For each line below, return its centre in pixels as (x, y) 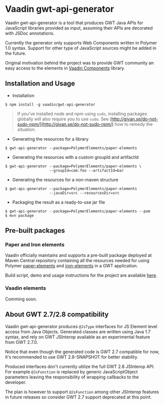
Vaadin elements (26, 288)
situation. (26, 129)
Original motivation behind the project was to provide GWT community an (79, 63)
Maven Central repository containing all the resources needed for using (77, 260)
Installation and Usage (40, 84)
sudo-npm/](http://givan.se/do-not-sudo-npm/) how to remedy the (85, 124)
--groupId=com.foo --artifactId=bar (86, 170)
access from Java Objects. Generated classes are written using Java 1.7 (78, 331)
